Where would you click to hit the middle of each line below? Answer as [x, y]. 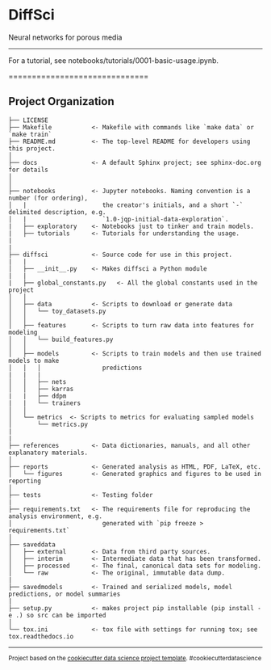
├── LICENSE [28, 120]
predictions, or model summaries [65, 594]
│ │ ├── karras [41, 389]
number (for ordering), [48, 198]
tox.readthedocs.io [41, 636]
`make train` [30, 134]
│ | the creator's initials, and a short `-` [126, 205]
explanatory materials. [48, 453]
